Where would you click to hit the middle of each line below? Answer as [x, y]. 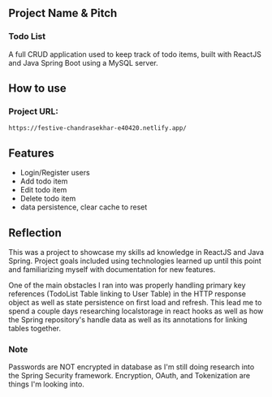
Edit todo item [43, 190]
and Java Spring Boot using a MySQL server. [83, 63]
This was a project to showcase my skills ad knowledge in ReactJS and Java [136, 252]
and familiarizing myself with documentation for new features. [112, 270]
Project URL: [33, 111]
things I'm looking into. [47, 384]
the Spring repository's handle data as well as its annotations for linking [128, 319]
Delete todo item [48, 199]
